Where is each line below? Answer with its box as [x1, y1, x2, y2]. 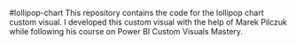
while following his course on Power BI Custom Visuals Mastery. [9, 26, 244, 36]
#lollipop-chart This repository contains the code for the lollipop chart [9, 8, 264, 18]
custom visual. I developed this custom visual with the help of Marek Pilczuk [9, 17, 288, 27]
